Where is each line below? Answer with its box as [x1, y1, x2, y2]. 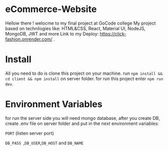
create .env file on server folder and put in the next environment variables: [5, 120, 159, 126]
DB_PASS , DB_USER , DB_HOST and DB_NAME [5, 139, 84, 146]
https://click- [100, 31, 127, 37]
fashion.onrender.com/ [5, 36, 53, 42]
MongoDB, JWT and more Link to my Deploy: [5, 31, 99, 37]
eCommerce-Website [5, 4, 97, 15]
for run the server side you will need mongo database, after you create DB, [5, 115, 160, 121]
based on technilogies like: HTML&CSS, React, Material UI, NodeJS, [5, 25, 146, 31]
